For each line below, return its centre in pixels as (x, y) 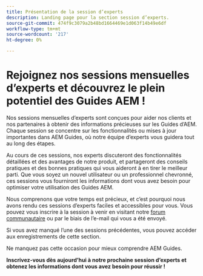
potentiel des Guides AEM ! (76, 101)
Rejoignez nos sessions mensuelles (98, 75)
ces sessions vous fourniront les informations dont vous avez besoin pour (98, 181)
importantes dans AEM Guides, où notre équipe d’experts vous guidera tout (100, 137)
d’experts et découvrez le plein (86, 88)
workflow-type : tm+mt (34, 29)
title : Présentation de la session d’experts (65, 12)
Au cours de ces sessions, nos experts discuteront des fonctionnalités (94, 155)
